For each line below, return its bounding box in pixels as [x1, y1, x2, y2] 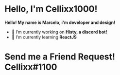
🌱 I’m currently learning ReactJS [11, 34, 77, 40]
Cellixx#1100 [4, 62, 57, 73]
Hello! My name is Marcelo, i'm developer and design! [4, 19, 115, 25]
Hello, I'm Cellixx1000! [4, 3, 98, 15]
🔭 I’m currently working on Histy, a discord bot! [11, 29, 107, 35]
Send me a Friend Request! [4, 51, 115, 62]
